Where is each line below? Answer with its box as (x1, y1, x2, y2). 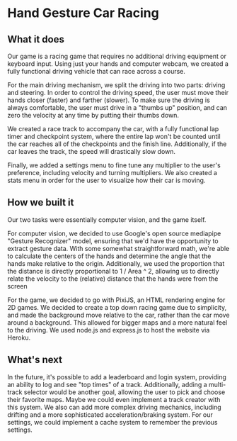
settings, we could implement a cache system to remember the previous (7, 418, 218, 426)
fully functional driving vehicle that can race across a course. (7, 67, 186, 75)
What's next (7, 354, 62, 366)
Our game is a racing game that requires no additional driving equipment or (7, 52, 226, 60)
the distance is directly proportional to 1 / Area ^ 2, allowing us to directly (7, 267, 219, 275)
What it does (7, 33, 65, 45)
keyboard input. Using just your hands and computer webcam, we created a (7, 60, 229, 68)
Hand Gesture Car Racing (7, 5, 159, 21)
